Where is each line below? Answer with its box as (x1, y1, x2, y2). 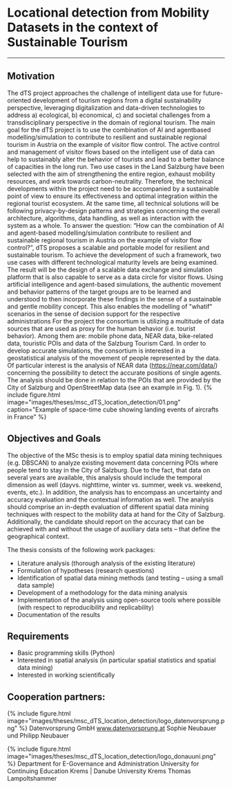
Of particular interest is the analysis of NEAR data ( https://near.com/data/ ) (7, 361, 218, 369)
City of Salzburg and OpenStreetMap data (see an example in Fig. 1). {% (7, 383, 213, 391)
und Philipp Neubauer (7, 732, 69, 740)
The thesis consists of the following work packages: (7, 545, 155, 553)
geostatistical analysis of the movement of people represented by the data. (7, 353, 221, 362)
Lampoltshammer (7, 774, 57, 783)
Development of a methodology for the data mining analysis (17, 588, 188, 596)
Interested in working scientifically (17, 671, 115, 680)
